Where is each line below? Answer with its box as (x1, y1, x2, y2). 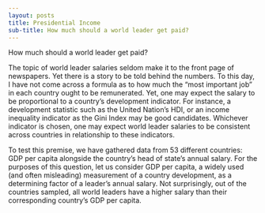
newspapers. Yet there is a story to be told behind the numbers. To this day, (8, 72, 256, 81)
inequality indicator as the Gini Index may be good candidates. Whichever (8, 114, 248, 123)
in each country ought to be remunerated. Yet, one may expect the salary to (8, 88, 256, 98)
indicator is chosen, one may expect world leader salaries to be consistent (8, 121, 251, 131)
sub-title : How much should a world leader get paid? (8, 26, 190, 34)
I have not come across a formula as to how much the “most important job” (8, 80, 253, 89)
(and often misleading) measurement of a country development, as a (8, 170, 232, 180)
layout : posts (8, 11, 55, 20)
